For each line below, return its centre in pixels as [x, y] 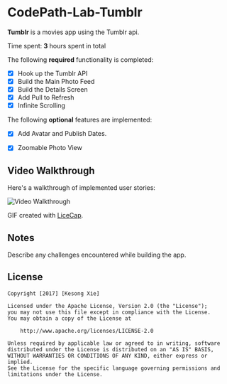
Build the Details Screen [52, 90]
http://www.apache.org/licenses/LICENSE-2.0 [87, 331]
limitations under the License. [55, 374]
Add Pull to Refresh [46, 97]
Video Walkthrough [51, 170]
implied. [20, 362]
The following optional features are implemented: [80, 120]
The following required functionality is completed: [81, 59]
